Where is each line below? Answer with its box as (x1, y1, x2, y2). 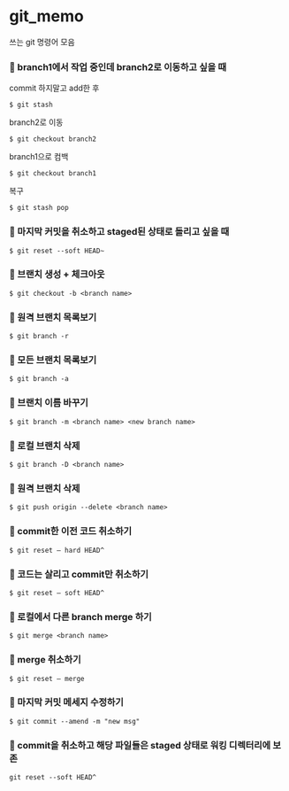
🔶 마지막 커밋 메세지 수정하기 (9, 696, 124, 709)
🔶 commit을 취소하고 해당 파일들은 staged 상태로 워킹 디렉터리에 (9, 739, 271, 751)
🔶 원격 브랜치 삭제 (9, 482, 80, 494)
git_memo (9, 6, 84, 27)
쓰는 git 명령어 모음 (9, 36, 75, 47)
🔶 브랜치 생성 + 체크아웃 (9, 268, 105, 281)
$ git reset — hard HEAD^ (9, 546, 104, 554)
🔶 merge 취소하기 (9, 654, 81, 666)
